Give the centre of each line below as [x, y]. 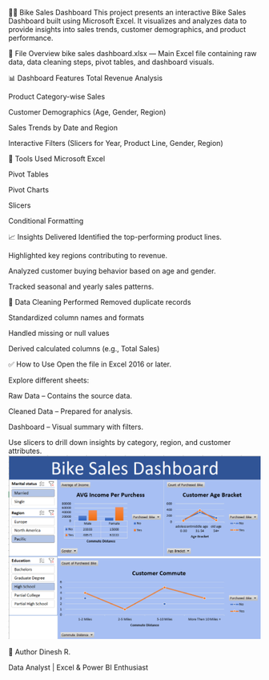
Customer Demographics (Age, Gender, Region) [87, 112]
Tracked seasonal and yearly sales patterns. [81, 286]
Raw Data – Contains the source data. [70, 396]
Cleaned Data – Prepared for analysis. [71, 411]
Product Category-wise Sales [57, 97]
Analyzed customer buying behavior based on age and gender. [112, 271]
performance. [31, 38]
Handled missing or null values [59, 333]
